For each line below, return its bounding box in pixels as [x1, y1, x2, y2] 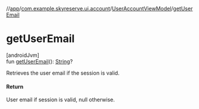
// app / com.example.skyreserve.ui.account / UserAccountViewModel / [6, 5, 174, 12]
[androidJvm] [6, 52, 40, 59]
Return [6, 83, 24, 90]
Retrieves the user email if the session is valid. [6, 69, 120, 76]
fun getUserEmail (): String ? [6, 57, 73, 65]
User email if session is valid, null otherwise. [6, 96, 115, 103]
